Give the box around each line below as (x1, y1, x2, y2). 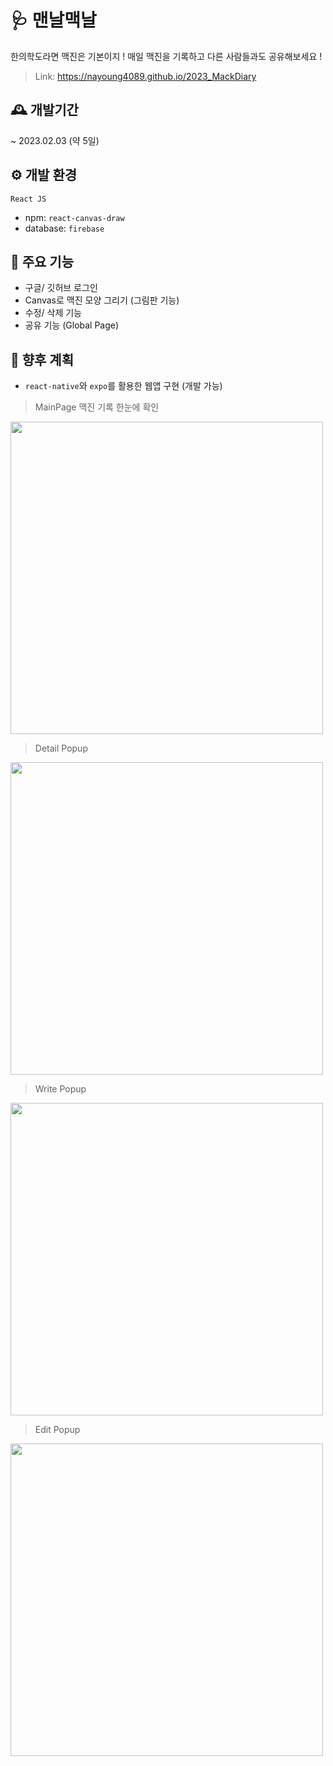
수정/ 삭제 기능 (24, 307, 82, 319)
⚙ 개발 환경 (10, 167, 78, 184)
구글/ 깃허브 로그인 (24, 282, 98, 294)
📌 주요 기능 (10, 253, 75, 270)
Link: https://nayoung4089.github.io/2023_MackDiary (34, 70, 257, 82)
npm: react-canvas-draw (24, 211, 125, 223)
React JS (10, 194, 47, 204)
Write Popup (34, 1083, 87, 1095)
